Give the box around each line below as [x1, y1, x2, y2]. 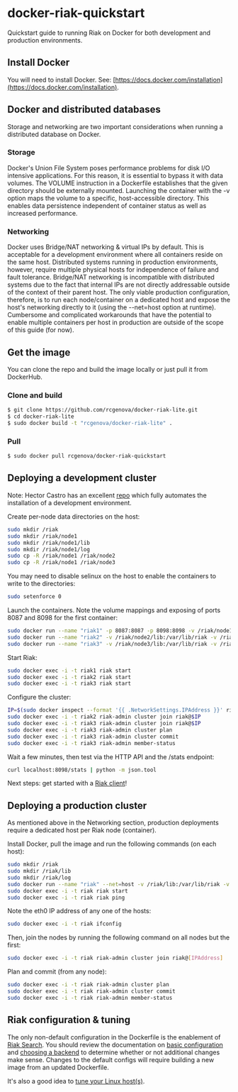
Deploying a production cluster [7, 800, 147, 812]
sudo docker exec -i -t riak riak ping [7, 894, 125, 901]
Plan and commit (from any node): [7, 967, 107, 976]
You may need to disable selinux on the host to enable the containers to [7, 572, 217, 580]
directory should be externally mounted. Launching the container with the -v [7, 186, 230, 194]
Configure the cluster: [7, 693, 72, 702]
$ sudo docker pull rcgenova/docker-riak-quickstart [7, 453, 166, 460]
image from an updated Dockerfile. [7, 1063, 110, 1071]
